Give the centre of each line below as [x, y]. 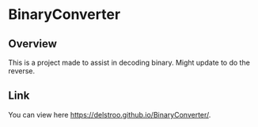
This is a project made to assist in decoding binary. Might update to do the [129, 62]
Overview [33, 44]
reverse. [22, 71]
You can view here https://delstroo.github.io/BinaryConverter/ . [110, 114]
